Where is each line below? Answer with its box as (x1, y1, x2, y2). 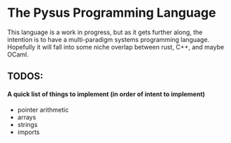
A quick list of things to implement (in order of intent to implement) (7, 89, 205, 98)
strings (17, 120, 38, 128)
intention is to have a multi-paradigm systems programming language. (7, 35, 210, 43)
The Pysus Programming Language (7, 5, 216, 21)
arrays (17, 113, 36, 121)
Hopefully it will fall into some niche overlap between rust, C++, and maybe (7, 43, 225, 51)
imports (17, 128, 40, 136)
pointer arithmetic (17, 105, 69, 114)
